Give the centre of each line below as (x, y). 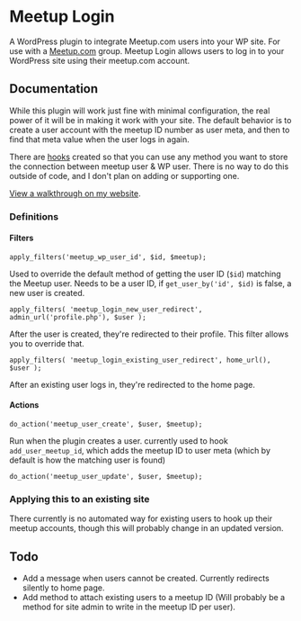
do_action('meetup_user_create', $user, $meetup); (106, 425)
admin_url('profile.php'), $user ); (78, 317)
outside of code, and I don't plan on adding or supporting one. (124, 175)
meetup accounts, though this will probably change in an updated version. (147, 528)
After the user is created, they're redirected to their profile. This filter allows (149, 334)
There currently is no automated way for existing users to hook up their (141, 518)
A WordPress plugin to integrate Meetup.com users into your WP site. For (145, 41)
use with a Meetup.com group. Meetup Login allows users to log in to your (147, 50)
